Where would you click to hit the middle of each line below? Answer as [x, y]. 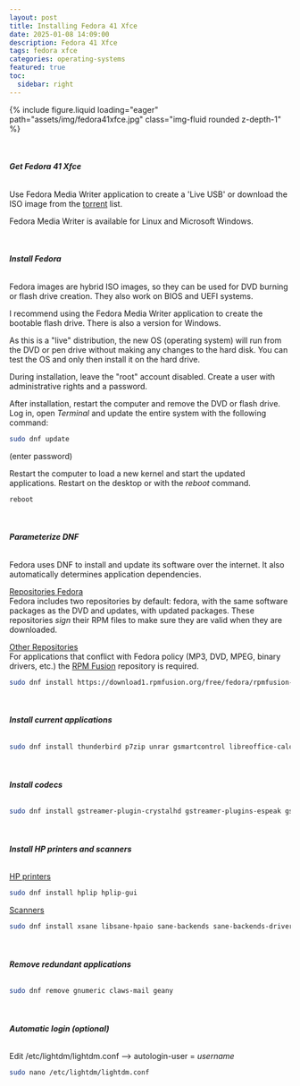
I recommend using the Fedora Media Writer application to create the [136, 313]
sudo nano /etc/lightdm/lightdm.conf [79, 1073]
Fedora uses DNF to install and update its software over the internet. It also [147, 564]
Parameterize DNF [44, 537]
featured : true [37, 68]
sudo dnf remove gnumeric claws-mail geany [92, 991]
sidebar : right [46, 84]
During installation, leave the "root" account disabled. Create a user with [142, 377]
